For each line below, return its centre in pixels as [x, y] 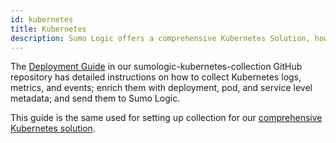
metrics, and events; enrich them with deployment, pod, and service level [161, 88]
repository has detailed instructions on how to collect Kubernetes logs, [156, 77]
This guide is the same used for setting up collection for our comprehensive [166, 118]
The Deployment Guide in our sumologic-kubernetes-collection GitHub [156, 67]
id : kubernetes [42, 19]
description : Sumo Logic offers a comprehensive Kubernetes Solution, [160, 38]
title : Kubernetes [48, 29]
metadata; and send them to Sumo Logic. [95, 98]
